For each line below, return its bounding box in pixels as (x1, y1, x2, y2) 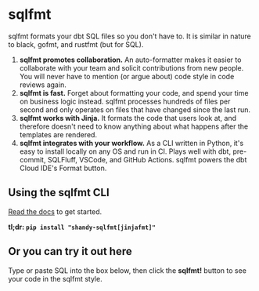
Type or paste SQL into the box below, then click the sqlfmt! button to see (8, 265, 246, 275)
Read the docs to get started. (8, 206, 103, 216)
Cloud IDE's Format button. (19, 163, 107, 173)
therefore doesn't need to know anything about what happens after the (19, 122, 249, 131)
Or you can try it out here (8, 245, 132, 258)
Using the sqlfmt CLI (8, 186, 110, 199)
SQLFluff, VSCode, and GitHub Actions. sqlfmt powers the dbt (47, 155, 247, 164)
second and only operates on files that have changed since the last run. (19, 104, 250, 115)
